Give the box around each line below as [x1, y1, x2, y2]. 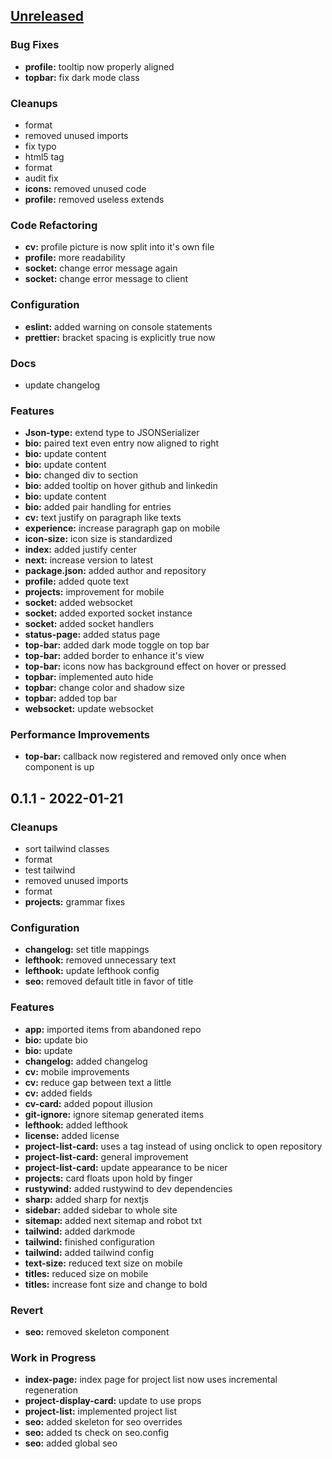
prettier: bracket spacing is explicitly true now [24, 331, 216, 343]
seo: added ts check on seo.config [24, 1427, 170, 1439]
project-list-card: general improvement [24, 1150, 189, 1163]
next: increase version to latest [24, 554, 154, 566]
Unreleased [10, 8, 85, 25]
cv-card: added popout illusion [24, 1097, 153, 1109]
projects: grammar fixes [24, 896, 126, 908]
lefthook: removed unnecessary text [24, 954, 177, 966]
